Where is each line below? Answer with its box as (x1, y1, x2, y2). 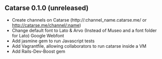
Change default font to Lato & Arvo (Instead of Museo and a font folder (11, 27, 157, 33)
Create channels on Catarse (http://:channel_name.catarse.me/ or (11, 17, 147, 23)
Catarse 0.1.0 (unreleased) (4, 4, 89, 12)
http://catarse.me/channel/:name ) (11, 22, 81, 28)
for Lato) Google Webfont (11, 32, 64, 38)
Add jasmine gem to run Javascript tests (11, 38, 95, 44)
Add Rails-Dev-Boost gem (11, 48, 66, 54)
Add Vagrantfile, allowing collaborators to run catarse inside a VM (11, 43, 147, 49)
